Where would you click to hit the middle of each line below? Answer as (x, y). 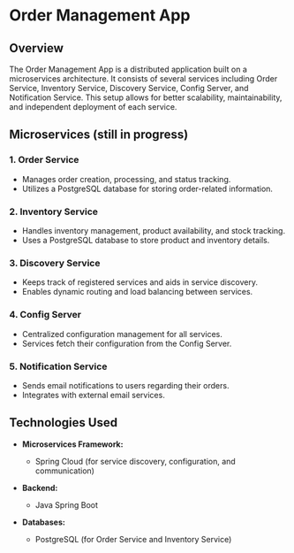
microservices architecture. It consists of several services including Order (143, 79)
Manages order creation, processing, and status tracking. (126, 179)
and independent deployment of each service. (93, 107)
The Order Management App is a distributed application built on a (128, 69)
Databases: (44, 522)
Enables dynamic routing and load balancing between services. (137, 292)
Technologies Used (63, 422)
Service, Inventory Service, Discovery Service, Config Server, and (129, 88)
